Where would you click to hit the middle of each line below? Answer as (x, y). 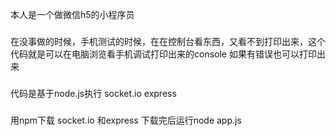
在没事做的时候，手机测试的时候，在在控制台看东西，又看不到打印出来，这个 (168, 41)
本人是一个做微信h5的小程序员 (72, 14)
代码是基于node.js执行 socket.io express (93, 93)
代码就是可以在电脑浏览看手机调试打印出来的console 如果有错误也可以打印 (163, 54)
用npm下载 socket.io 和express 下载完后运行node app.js (126, 120)
